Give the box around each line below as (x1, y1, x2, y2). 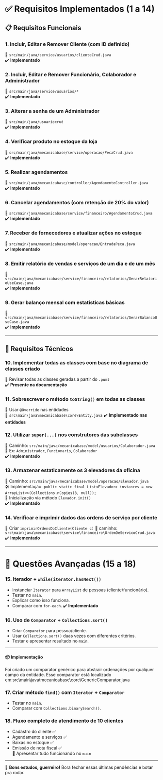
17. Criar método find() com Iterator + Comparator (5, 689, 125, 696)
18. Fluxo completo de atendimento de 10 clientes (5, 717, 124, 724)
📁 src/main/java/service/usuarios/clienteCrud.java (5, 52, 112, 57)
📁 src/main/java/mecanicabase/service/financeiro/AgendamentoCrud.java (5, 210, 153, 216)
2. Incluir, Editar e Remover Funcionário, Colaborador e (5, 71, 137, 78)
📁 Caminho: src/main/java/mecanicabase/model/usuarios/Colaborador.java (5, 443, 156, 448)
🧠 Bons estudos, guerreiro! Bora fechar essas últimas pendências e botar (5, 764, 153, 770)
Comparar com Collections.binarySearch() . (12, 705, 101, 711)
